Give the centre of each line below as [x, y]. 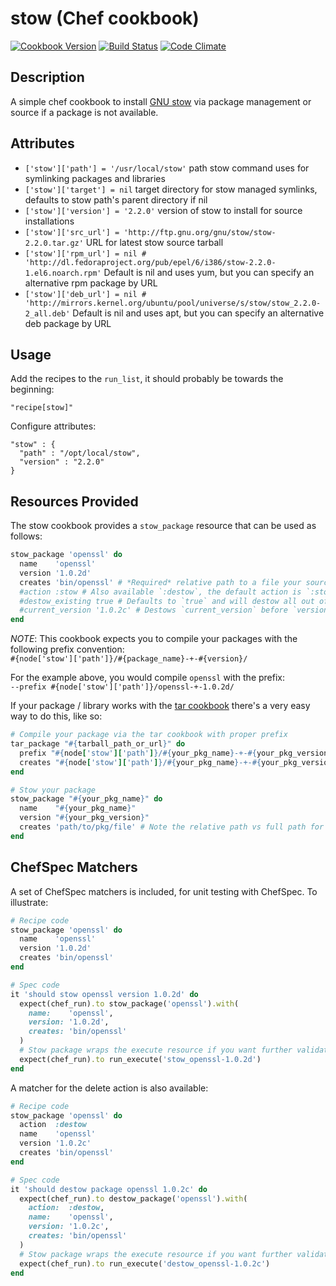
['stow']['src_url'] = [72, 232]
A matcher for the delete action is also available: [109, 1088]
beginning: [32, 389]
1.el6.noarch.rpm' [63, 273]
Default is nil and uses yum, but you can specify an [209, 272]
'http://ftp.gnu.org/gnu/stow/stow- [200, 232]
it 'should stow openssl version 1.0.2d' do [104, 994]
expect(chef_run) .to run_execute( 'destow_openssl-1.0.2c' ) [145, 1263]
